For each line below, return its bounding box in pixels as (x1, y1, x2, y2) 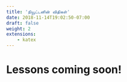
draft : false (6, 20, 39, 26)
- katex (17, 37, 36, 43)
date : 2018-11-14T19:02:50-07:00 (6, 14, 90, 20)
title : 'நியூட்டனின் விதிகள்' (6, 8, 70, 15)
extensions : (6, 31, 36, 37)
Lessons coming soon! (6, 63, 122, 77)
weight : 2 (6, 25, 31, 32)
